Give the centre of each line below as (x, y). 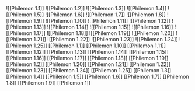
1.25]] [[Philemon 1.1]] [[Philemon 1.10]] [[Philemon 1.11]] (100, 45)
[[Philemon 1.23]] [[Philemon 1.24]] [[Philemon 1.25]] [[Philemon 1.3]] (89, 70)
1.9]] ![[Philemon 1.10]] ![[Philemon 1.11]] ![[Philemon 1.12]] (102, 21)
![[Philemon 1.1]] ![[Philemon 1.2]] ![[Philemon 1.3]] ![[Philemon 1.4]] (86, 8)
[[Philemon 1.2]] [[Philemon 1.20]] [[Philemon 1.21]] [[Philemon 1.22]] (88, 64)
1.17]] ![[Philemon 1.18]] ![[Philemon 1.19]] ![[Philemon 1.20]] (104, 33)
